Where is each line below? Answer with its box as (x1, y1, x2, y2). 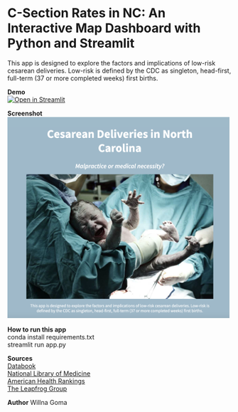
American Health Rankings (7, 376, 85, 385)
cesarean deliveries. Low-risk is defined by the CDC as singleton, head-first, (7, 66, 232, 75)
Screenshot (7, 109, 43, 117)
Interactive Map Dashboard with (7, 20, 201, 36)
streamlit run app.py (7, 340, 66, 349)
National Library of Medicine (7, 369, 91, 378)
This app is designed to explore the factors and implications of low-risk (7, 58, 216, 67)
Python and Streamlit (7, 36, 135, 51)
